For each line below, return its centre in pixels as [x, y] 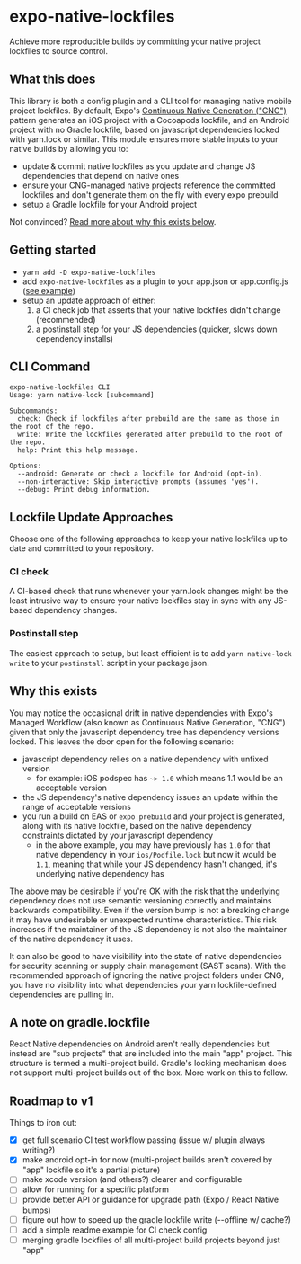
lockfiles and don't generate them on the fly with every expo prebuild [150, 194]
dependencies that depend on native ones [101, 175]
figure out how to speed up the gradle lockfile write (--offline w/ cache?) [157, 1219]
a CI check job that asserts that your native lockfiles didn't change [158, 310]
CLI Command [50, 366]
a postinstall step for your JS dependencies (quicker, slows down [156, 329]
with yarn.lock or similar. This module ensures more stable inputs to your [144, 139]
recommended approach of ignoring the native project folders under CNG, [147, 975]
